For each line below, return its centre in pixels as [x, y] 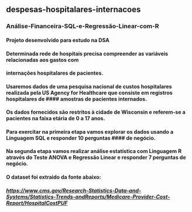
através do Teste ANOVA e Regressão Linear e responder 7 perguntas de [96, 158]
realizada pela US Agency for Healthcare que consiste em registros [89, 92]
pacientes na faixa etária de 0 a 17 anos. [56, 119]
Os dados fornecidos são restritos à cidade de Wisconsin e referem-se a [96, 112]
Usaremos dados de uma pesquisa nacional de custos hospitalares [89, 86]
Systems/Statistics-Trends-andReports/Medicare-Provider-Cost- [88, 197]
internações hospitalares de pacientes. [55, 73]
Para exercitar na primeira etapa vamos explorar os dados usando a [90, 131]
